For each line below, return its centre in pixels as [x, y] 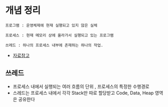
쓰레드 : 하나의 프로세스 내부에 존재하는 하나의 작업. [54, 45]
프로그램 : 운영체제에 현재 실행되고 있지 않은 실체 [51, 25]
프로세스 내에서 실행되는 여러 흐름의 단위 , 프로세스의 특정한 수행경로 [81, 86]
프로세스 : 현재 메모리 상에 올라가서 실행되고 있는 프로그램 [59, 35]
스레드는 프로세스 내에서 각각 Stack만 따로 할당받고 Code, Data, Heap [83, 93]
